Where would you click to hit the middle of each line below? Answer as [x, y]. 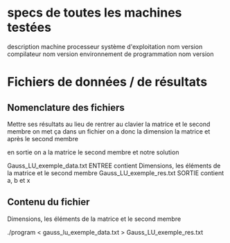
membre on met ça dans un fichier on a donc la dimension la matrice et [109, 131]
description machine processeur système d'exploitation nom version [105, 46]
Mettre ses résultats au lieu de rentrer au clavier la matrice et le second [109, 124]
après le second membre [43, 138]
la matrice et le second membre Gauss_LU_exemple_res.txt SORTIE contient [116, 173]
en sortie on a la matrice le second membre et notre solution [93, 152]
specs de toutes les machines [95, 13]
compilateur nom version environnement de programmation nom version [110, 54]
